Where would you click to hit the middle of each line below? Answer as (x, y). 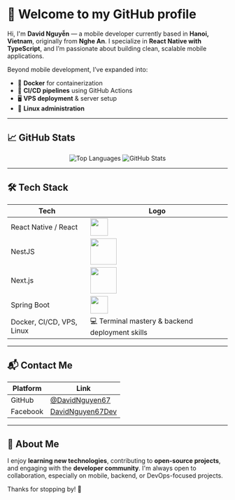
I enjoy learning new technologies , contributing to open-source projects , (114, 461)
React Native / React (44, 227)
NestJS (23, 251)
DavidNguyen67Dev (84, 412)
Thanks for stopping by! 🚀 (44, 490)
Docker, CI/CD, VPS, (44, 322)
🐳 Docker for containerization (60, 83)
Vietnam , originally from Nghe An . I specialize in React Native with (104, 41)
